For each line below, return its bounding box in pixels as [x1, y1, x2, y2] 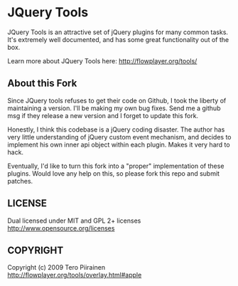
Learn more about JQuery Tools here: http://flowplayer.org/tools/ [7, 56, 198, 65]
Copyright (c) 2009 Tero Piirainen [7, 263, 106, 272]
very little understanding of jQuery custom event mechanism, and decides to [7, 132, 232, 141]
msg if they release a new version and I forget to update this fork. [7, 111, 199, 120]
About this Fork [7, 78, 77, 90]
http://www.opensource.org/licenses [7, 223, 115, 232]
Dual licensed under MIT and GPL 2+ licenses [7, 216, 141, 225]
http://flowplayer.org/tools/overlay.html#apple [7, 271, 142, 280]
